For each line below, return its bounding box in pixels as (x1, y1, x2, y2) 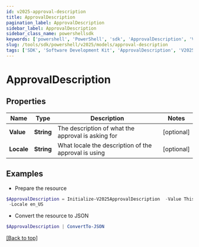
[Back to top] (6, 235, 38, 242)
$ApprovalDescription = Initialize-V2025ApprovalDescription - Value (6, 196, 182, 202)
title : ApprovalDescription (6, 14, 76, 20)
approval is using (57, 148, 105, 157)
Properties (6, 96, 46, 107)
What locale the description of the (57, 141, 152, 149)
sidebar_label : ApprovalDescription (6, 25, 97, 31)
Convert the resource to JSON (14, 212, 89, 220)
